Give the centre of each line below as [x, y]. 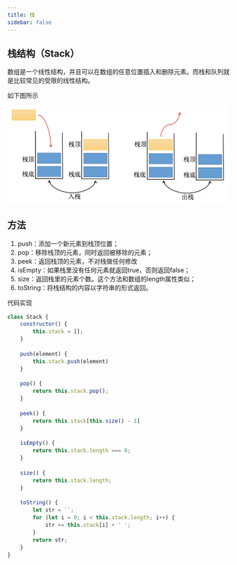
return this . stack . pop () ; [71, 391]
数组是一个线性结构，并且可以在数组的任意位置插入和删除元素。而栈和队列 [115, 72]
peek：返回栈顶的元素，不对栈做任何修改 [77, 261]
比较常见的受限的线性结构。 [53, 80]
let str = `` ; [53, 510]
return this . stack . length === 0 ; [82, 451]
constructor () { [44, 324]
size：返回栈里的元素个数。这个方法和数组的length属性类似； [107, 279]
